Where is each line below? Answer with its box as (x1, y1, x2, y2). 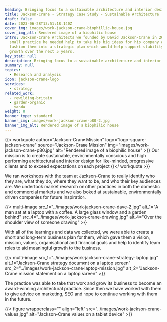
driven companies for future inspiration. (5, 194, 86, 200)
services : (5, 81, 26, 86)
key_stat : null (5, 53, 37, 59)
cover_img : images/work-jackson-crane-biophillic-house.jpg (5, 26, 133, 31)
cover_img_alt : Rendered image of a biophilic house (5, 30, 117, 35)
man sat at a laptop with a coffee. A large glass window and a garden (5, 209, 147, 215)
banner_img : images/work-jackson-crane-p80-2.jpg (5, 118, 110, 123)
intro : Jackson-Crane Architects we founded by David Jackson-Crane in (5, 35, 157, 40)
